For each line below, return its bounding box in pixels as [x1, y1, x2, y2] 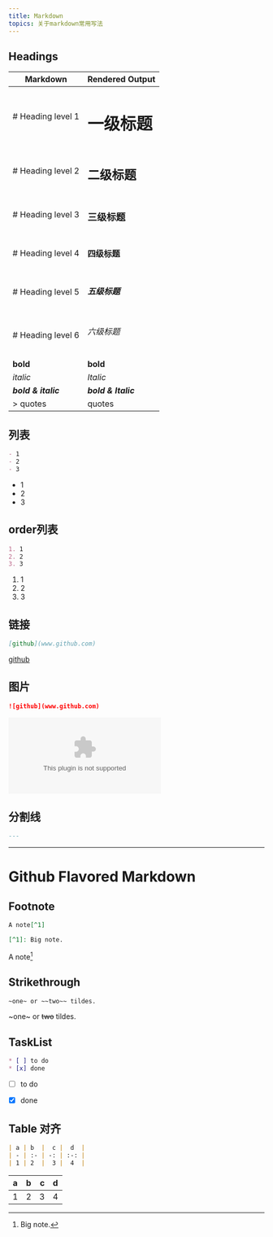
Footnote [8, 899, 55, 913]
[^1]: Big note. [8, 936, 63, 944]
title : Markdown [8, 11, 63, 20]
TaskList [8, 1035, 53, 1049]
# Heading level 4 [12, 247, 80, 259]
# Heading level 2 [12, 164, 80, 176]
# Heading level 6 [12, 329, 80, 340]
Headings [8, 50, 58, 63]
